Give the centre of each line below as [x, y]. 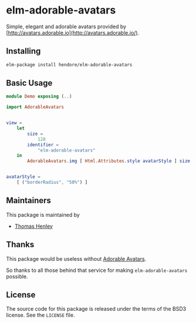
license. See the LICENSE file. [40, 315]
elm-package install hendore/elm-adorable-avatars [69, 65]
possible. [17, 276]
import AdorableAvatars [35, 107]
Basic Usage [29, 83]
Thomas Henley [33, 226]
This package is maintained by [43, 214]
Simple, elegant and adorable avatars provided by [66, 26]
